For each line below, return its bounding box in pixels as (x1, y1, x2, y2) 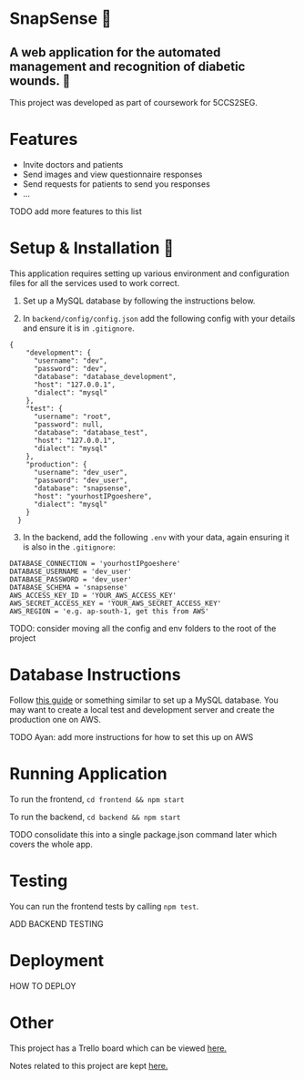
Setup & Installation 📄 (9, 238, 175, 259)
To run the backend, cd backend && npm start (9, 811, 181, 822)
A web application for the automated (9, 45, 221, 60)
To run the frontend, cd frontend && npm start (9, 793, 185, 805)
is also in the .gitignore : (22, 541, 116, 552)
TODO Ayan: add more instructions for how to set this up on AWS (9, 731, 254, 742)
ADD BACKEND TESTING (9, 918, 104, 929)
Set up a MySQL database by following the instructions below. (22, 295, 256, 306)
